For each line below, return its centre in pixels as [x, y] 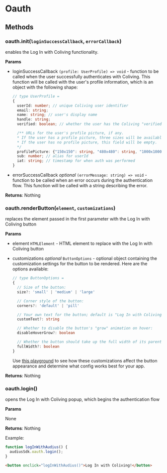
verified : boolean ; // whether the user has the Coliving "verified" [90, 124]
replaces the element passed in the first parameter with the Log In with [78, 219]
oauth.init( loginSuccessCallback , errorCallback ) [63, 41]
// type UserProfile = [36, 96]
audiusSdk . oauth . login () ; [37, 452]
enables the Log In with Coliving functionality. [52, 52]
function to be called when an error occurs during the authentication [83, 180]
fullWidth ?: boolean [38, 347]
